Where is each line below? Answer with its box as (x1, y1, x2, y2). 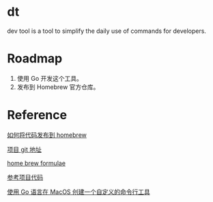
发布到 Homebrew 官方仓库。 (16, 83, 100, 91)
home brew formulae (7, 159, 66, 167)
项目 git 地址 (7, 145, 42, 153)
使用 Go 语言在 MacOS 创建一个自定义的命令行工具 (7, 188, 150, 196)
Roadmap (7, 51, 63, 66)
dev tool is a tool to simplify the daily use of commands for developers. (7, 27, 207, 35)
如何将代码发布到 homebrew (7, 131, 87, 139)
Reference (7, 108, 67, 123)
